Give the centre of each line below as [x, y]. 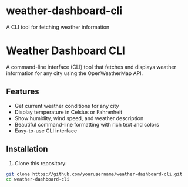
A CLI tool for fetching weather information [58, 27]
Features [23, 92]
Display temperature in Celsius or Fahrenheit [68, 112]
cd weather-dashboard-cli [38, 179]
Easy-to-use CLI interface [46, 131]
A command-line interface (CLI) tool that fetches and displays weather [91, 67]
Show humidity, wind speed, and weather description [79, 118]
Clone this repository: [41, 163]
